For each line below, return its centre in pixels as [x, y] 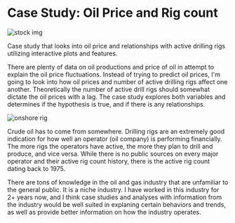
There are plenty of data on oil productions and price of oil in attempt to [111, 67]
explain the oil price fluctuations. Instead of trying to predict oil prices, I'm [114, 74]
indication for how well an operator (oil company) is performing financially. [115, 139]
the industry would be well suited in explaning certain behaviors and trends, [117, 204]
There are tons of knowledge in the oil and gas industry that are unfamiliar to [118, 182]
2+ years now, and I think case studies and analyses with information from [115, 197]
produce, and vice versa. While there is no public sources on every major [113, 154]
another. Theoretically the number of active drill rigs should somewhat [109, 89]
